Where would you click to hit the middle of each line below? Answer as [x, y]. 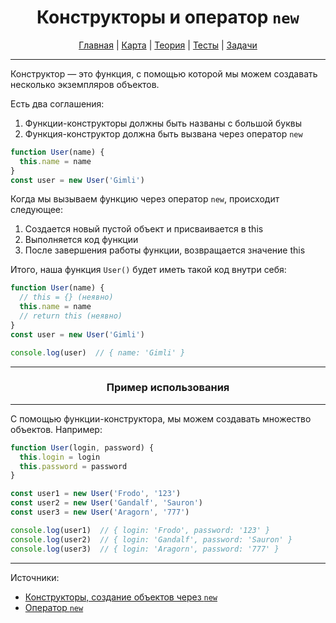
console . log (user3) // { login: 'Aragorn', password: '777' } [145, 549]
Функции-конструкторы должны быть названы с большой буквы [163, 123]
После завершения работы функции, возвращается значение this [165, 250]
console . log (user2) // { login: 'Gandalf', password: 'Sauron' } [151, 539]
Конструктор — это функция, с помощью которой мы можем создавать [164, 73]
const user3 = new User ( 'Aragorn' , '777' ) [100, 512]
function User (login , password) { [82, 447]
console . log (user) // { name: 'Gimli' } [98, 352]
